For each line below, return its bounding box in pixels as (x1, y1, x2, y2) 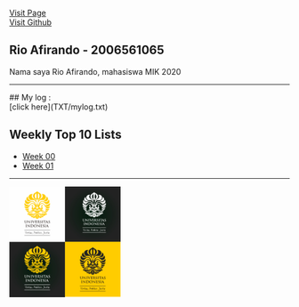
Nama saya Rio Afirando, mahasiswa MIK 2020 (9, 66, 182, 77)
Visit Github (9, 17, 52, 28)
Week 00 (21, 150, 56, 161)
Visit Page (9, 8, 46, 18)
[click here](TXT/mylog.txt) (9, 101, 109, 112)
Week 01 (21, 160, 54, 171)
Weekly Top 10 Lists (9, 127, 122, 142)
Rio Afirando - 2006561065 (9, 43, 165, 58)
